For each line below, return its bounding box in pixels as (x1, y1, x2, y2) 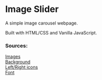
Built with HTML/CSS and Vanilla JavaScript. (5, 29, 97, 35)
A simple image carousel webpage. (5, 20, 78, 26)
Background (5, 59, 31, 65)
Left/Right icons (5, 64, 38, 70)
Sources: (5, 42, 28, 49)
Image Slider (5, 3, 59, 15)
